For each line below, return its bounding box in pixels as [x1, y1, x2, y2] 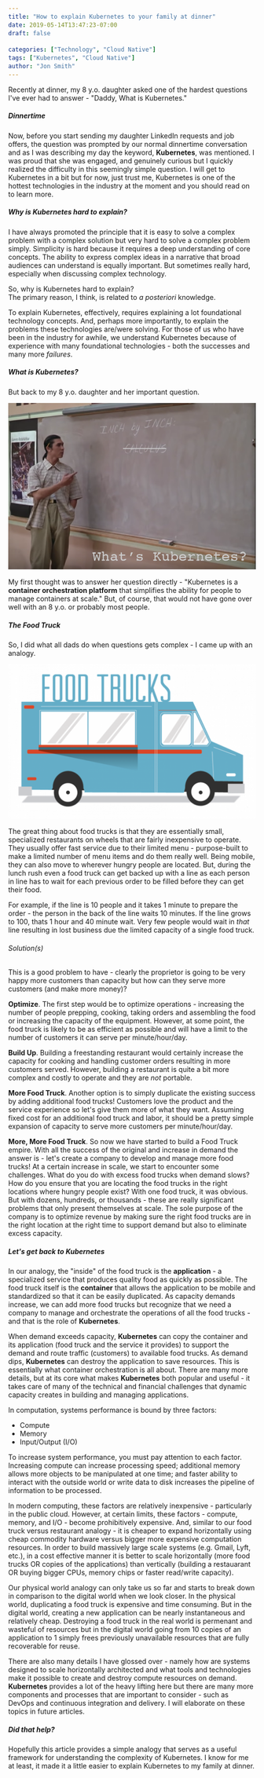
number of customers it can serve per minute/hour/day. [8, 1033, 188, 1042]
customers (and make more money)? [8, 984, 127, 993]
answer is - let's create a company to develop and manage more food [8, 1154, 234, 1163]
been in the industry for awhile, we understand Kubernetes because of [8, 332, 237, 342]
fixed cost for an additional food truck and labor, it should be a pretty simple [8, 1114, 254, 1123]
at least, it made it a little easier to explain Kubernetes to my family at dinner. [8, 1762, 255, 1771]
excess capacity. [8, 1229, 63, 1238]
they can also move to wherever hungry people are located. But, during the [8, 860, 251, 869]
